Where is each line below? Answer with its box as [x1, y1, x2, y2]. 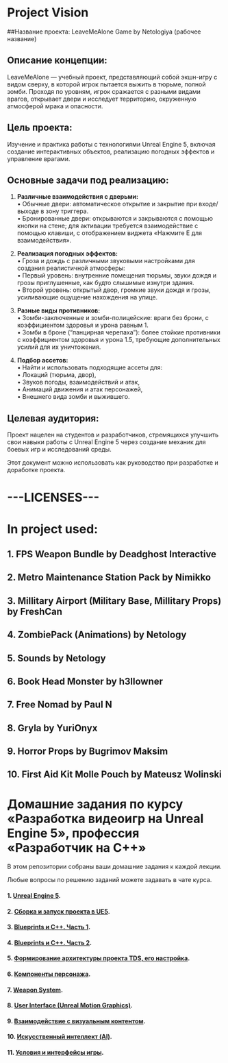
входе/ [198, 200, 218, 208]
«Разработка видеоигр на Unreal [7, 811, 204, 827]
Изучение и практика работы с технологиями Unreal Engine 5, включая [7, 140, 216, 148]
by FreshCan [7, 605, 63, 618]
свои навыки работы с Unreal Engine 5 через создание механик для [7, 438, 207, 446]
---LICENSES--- [7, 490, 100, 505]
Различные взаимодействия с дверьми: [16, 193, 139, 201]
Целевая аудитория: [7, 413, 99, 424]
